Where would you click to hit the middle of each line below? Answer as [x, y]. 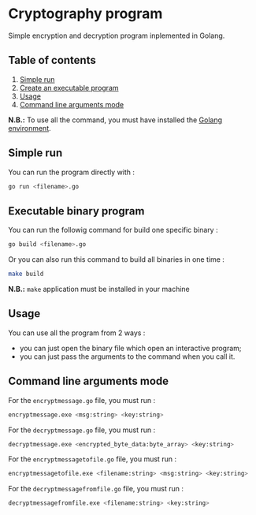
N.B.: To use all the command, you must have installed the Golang [115, 120]
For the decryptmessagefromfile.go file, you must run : [96, 489]
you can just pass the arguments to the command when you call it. [127, 356]
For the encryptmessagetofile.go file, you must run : [93, 459]
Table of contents [52, 60]
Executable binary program [76, 211]
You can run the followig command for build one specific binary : [113, 230]
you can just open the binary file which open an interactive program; [130, 348]
